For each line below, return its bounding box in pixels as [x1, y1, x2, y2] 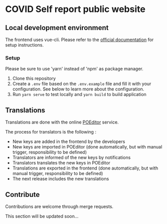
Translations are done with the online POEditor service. [5, 119, 119, 125]
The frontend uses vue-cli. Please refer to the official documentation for [5, 36, 154, 42]
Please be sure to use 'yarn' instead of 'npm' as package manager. [5, 66, 144, 72]
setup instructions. [5, 42, 44, 48]
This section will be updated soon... [5, 213, 79, 219]
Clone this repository [12, 75, 56, 81]
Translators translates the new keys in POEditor [12, 160, 110, 166]
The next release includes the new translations [12, 176, 109, 182]
